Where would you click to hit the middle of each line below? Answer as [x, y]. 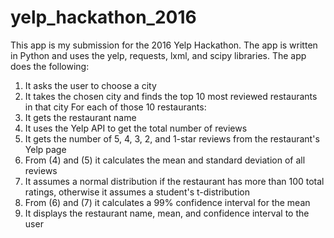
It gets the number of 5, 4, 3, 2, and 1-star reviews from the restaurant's [172, 138]
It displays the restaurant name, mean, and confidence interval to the [167, 213]
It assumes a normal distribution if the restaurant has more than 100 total [174, 181]
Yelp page [45, 149]
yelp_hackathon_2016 [103, 17]
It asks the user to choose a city [90, 85]
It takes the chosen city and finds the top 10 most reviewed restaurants [171, 96]
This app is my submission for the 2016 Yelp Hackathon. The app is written [164, 45]
